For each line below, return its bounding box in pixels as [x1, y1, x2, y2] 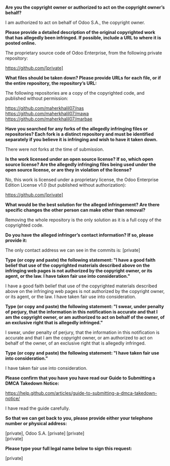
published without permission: [5, 96, 68, 101]
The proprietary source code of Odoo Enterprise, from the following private [5, 50, 162, 56]
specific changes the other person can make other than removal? [5, 207, 146, 213]
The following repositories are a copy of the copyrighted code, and [5, 90, 145, 96]
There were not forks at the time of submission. [5, 146, 104, 152]
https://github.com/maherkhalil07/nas [5, 105, 84, 111]
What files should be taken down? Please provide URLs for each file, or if [5, 75, 161, 80]
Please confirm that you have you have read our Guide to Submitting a [5, 375, 155, 381]
